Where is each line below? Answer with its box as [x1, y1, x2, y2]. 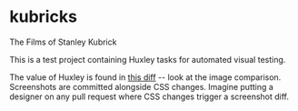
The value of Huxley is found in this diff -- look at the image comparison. [9, 71, 282, 83]
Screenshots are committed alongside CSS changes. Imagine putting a [9, 81, 274, 92]
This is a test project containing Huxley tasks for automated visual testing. [9, 54, 286, 65]
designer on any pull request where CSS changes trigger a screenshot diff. [9, 91, 289, 102]
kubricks [9, 6, 77, 27]
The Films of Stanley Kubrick [9, 36, 117, 47]
